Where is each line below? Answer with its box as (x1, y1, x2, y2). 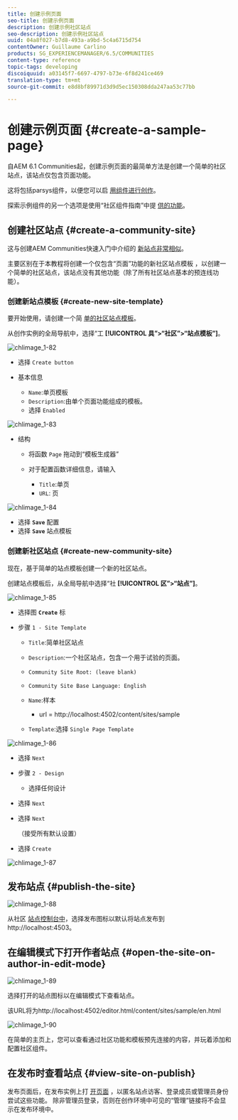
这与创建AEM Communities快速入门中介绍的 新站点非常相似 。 (7, 244, 188, 252)
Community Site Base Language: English (28, 682, 147, 689)
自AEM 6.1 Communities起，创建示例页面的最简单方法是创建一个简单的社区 (7, 162, 226, 171)
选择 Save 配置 (17, 518, 60, 527)
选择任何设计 (28, 783, 66, 792)
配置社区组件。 (7, 1044, 51, 1052)
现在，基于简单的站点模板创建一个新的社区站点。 (7, 564, 151, 572)
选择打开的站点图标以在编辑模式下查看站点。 (7, 991, 139, 1000)
